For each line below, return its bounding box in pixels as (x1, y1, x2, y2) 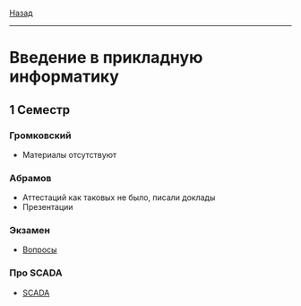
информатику (9, 66, 119, 87)
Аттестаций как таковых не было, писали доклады (21, 192, 216, 203)
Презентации (21, 202, 73, 213)
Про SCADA (9, 267, 63, 279)
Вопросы (21, 244, 57, 255)
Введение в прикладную (9, 48, 203, 68)
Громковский (9, 129, 72, 142)
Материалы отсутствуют (21, 149, 117, 160)
